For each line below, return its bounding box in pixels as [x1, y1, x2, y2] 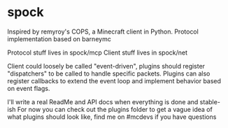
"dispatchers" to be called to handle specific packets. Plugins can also [7, 69, 211, 78]
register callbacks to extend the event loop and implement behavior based [7, 76, 222, 85]
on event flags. [7, 84, 50, 92]
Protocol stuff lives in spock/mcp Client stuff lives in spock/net [7, 48, 187, 57]
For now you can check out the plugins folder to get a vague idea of [17, 105, 213, 113]
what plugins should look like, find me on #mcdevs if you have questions [7, 113, 217, 121]
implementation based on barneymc [7, 34, 112, 43]
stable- [199, 97, 220, 106]
